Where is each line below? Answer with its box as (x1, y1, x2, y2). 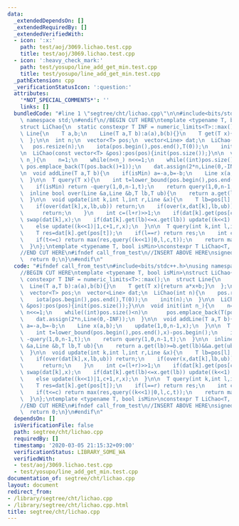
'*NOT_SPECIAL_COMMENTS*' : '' (20, 97, 110, 104)
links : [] (20, 103, 50, 111)
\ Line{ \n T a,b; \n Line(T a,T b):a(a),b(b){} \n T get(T (20, 130, 221, 137)
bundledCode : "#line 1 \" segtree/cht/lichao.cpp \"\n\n (14, 110, 180, 117)
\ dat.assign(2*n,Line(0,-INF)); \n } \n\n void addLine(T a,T (20, 315, 221, 323)
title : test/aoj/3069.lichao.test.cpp (20, 51, 135, 58)
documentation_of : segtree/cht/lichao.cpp (7, 475, 135, 482)
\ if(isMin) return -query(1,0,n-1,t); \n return (20, 183, 186, 190)
